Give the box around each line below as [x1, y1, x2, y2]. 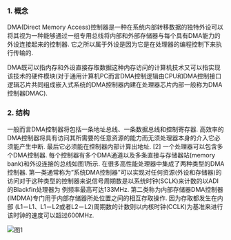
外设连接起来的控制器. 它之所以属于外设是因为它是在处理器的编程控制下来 [7, 40, 216, 49]
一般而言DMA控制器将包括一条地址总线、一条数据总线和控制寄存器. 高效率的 [7, 125, 224, 133]
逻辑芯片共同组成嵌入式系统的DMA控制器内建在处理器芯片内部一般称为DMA [7, 80, 223, 89]
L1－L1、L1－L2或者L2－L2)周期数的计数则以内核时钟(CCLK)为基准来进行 [17, 202, 223, 210]
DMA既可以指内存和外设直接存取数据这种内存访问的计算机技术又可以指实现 [7, 63, 221, 72]
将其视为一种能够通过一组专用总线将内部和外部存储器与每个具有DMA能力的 [7, 32, 221, 40]
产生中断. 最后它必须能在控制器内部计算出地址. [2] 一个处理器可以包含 [19, 142, 217, 151]
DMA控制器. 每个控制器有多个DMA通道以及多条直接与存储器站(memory [12, 151, 216, 159]
